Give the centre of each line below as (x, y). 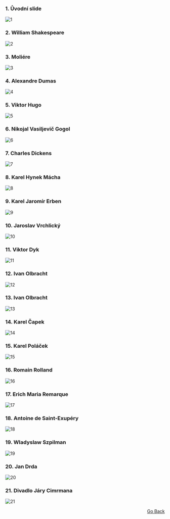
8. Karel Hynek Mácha (33, 177)
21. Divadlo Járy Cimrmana (39, 490)
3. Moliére (18, 57)
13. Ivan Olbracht (27, 298)
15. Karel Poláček (27, 346)
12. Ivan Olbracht (27, 274)
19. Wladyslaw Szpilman (36, 442)
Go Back (156, 511)
